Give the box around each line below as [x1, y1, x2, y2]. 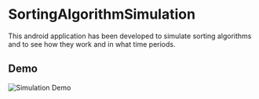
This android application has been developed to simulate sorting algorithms [8, 31, 252, 41]
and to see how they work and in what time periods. [8, 39, 176, 48]
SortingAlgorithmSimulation [8, 5, 196, 23]
